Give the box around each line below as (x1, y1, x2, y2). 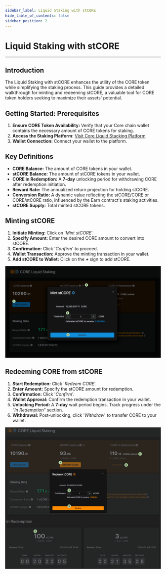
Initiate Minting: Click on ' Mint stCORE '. (12, 230, 94, 236)
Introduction (5, 66, 44, 74)
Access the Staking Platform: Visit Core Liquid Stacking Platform (12, 132, 146, 138)
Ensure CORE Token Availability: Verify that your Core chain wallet (12, 122, 149, 128)
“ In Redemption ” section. (12, 407, 63, 413)
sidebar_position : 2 (5, 18, 48, 23)
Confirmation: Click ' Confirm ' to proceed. (12, 245, 98, 252)
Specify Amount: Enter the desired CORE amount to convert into (12, 235, 145, 241)
